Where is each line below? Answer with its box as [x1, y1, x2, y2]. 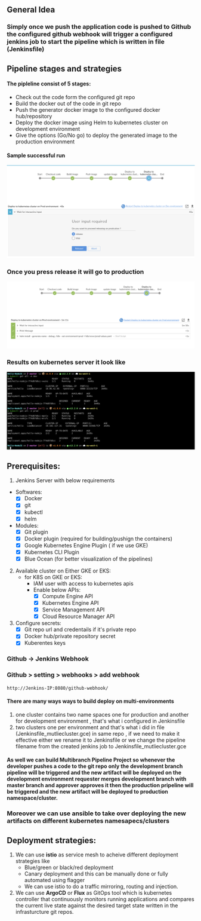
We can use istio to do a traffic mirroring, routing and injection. [24, 883, 178, 890]
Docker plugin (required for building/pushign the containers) [24, 535, 172, 542]
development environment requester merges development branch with [7, 775, 187, 782]
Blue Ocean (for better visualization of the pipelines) [24, 555, 153, 562]
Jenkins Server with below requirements [15, 477, 115, 484]
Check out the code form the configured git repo [15, 93, 135, 100]
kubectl [24, 508, 44, 516]
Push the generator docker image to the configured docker [15, 106, 160, 113]
